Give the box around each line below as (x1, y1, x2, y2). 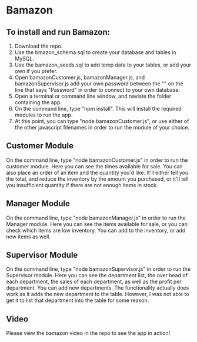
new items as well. (6, 233, 51, 240)
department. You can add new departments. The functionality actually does (6, 284, 189, 291)
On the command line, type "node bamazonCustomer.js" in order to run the (6, 157, 188, 164)
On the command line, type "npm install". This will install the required (14, 105, 182, 112)
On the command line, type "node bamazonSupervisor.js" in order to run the (6, 265, 191, 273)
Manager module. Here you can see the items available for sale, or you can (6, 220, 188, 227)
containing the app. (14, 99, 62, 106)
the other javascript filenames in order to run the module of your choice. (14, 124, 190, 131)
